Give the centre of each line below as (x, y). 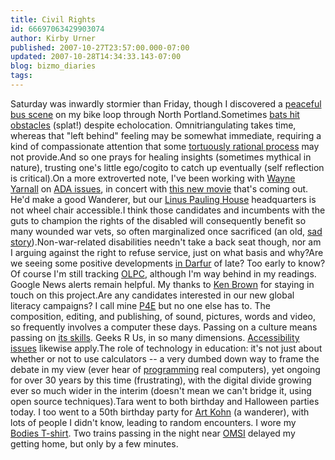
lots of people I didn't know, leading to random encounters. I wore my (153, 422)
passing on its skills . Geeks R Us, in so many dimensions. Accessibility (155, 337)
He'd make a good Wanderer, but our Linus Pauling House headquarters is (163, 199)
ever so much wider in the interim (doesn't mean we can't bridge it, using (161, 390)
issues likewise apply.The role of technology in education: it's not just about (166, 348)
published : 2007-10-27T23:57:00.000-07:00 (100, 47)
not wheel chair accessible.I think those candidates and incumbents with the (168, 210)
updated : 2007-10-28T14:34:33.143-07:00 (96, 57)
